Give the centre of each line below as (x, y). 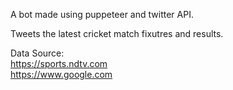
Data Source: (37, 53)
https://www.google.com (61, 74)
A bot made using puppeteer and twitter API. (102, 14)
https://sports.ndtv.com (59, 63)
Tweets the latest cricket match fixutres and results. (117, 33)
